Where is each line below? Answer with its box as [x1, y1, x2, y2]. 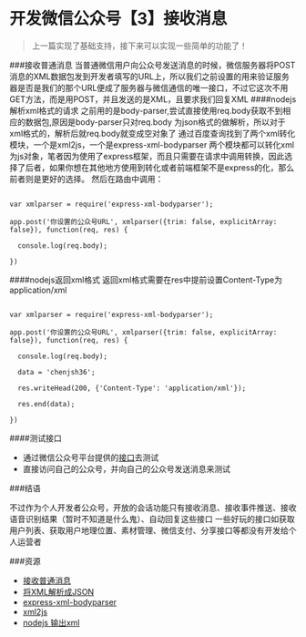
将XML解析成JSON [22, 586, 95, 597]
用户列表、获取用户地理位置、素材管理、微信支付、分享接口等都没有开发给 [9, 525, 289, 536]
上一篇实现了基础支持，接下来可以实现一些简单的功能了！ [31, 40, 248, 51]
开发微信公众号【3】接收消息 [9, 8, 228, 29]
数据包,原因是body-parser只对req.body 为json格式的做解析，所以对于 [25, 116, 286, 128]
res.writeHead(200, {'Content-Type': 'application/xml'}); [17, 384, 247, 393]
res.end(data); [17, 399, 76, 408]
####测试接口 [9, 432, 62, 443]
